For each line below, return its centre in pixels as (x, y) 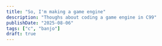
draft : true (21, 34)
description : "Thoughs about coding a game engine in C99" (82, 17)
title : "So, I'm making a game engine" (56, 12)
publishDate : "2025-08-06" (40, 23)
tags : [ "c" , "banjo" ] (33, 28)
